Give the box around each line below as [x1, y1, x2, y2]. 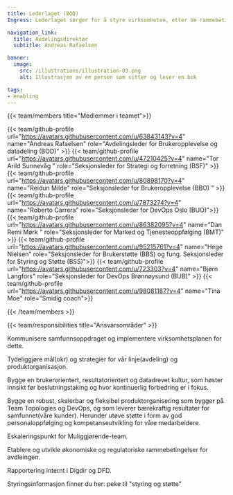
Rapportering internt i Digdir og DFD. [7, 467, 112, 475]
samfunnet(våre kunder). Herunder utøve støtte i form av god [7, 411, 182, 420]
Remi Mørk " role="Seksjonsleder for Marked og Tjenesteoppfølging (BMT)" [7, 228, 224, 236]
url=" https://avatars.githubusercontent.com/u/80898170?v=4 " [7, 177, 185, 185]
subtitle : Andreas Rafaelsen [13, 42, 98, 49]
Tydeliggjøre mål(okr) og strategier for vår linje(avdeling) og [7, 355, 178, 363]
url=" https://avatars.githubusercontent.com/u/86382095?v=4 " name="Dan [7, 221, 223, 229]
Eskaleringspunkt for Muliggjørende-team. [7, 432, 128, 440]
